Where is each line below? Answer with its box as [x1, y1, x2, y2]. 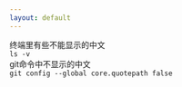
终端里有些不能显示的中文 [9, 39, 106, 50]
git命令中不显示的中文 [9, 58, 91, 69]
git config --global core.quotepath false [9, 69, 173, 78]
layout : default [9, 13, 71, 23]
